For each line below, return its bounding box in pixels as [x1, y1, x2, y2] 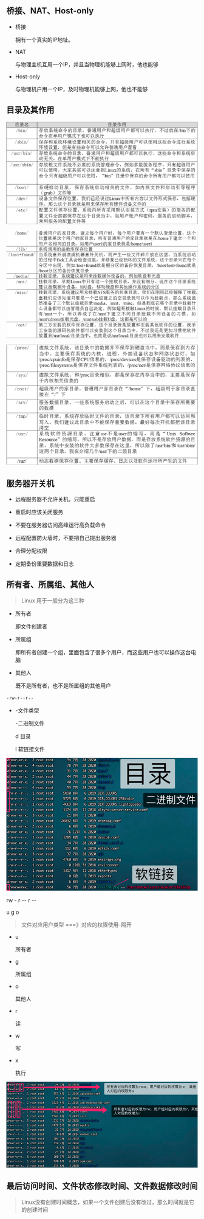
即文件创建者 [15, 623, 47, 630]
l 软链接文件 [15, 745, 46, 753]
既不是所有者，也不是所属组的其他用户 [15, 682, 111, 689]
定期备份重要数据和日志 [15, 560, 74, 567]
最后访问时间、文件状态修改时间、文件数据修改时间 [6, 1181, 198, 1192]
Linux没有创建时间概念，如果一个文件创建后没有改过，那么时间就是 [21, 1198, 189, 1206]
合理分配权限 [15, 547, 47, 554]
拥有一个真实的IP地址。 [15, 36, 74, 43]
